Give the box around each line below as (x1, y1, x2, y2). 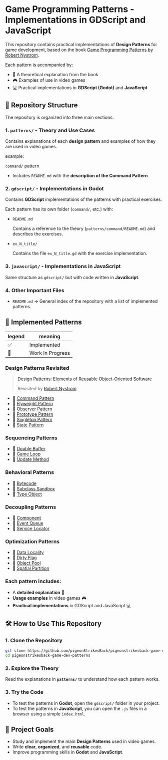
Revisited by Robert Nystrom (17, 386, 76, 392)
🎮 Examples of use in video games (12, 77, 86, 83)
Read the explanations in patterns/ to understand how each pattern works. (5, 676, 160, 682)
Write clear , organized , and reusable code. (12, 744, 102, 750)
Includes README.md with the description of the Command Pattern (12, 173, 148, 179)
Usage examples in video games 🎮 (12, 595, 86, 601)
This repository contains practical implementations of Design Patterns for (5, 41, 157, 47)
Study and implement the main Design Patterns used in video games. (12, 738, 156, 744)
